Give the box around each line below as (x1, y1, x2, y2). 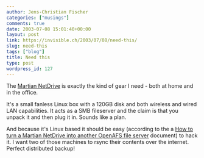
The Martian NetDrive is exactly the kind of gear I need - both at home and (6, 82, 194, 90)
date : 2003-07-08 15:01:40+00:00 (6, 26, 91, 32)
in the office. (6, 89, 38, 96)
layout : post (6, 32, 40, 38)
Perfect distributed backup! (6, 145, 75, 153)
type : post (6, 60, 34, 66)
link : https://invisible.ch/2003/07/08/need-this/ (6, 37, 138, 43)
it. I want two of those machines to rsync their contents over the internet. (6, 138, 189, 146)
